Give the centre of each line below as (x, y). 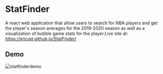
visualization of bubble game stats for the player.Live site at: (67, 33)
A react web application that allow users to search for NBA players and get (81, 23)
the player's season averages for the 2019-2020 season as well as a (75, 28)
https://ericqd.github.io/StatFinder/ (41, 39)
